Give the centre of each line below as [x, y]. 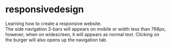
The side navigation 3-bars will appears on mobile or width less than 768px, [85, 29]
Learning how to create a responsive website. [53, 23]
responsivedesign [45, 9]
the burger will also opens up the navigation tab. [56, 40]
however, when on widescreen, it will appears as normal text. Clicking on [82, 34]
